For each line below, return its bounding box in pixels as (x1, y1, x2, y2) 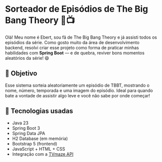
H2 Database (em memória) (12, 136, 68, 141)
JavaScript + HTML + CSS (12, 146, 65, 152)
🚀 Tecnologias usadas (5, 107, 73, 116)
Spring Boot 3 (12, 125, 40, 131)
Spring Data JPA (12, 130, 45, 136)
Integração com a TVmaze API (12, 151, 74, 157)
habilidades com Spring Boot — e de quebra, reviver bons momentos (5, 50, 145, 56)
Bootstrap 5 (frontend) (12, 140, 58, 146)
